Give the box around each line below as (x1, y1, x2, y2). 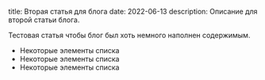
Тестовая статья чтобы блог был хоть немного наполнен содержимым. (8, 31, 251, 40)
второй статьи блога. (8, 15, 80, 25)
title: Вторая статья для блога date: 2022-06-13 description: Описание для (8, 7, 258, 16)
